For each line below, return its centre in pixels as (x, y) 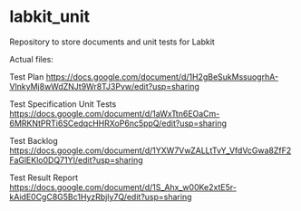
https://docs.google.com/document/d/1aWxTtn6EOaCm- (115, 113)
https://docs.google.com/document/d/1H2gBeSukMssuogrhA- (162, 77)
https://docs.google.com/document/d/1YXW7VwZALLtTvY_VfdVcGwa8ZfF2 (150, 150)
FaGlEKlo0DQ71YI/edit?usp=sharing (76, 159)
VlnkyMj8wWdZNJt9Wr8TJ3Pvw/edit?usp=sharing (104, 86)
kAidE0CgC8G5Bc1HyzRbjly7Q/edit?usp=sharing (101, 197)
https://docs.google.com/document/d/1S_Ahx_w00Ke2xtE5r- (123, 187)
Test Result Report (44, 177)
